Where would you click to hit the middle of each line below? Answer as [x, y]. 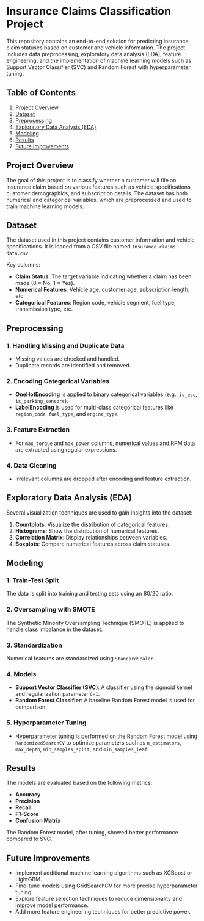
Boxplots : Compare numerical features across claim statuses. [93, 544]
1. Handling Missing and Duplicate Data [65, 345]
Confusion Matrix [38, 821]
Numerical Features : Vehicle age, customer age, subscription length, [102, 290]
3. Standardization [34, 645]
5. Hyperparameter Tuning [46, 723]
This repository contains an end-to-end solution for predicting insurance [97, 41]
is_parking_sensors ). [42, 401]
